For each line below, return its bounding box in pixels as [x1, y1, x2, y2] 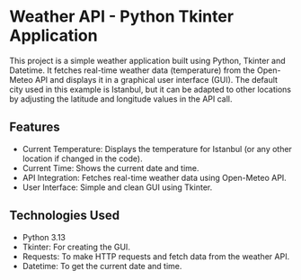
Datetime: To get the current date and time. [22, 260, 182, 271]
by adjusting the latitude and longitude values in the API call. [9, 93, 233, 104]
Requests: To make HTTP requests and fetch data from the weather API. [22, 250, 290, 262]
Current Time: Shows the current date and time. [22, 162, 199, 173]
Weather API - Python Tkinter [9, 6, 235, 27]
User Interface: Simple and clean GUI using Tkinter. [22, 182, 213, 193]
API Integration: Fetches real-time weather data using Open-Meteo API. [22, 172, 288, 183]
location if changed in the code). [22, 153, 143, 164]
